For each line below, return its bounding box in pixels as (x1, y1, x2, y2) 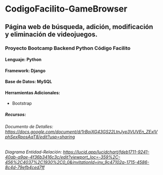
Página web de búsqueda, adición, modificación (5, 23, 153, 31)
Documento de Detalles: (5, 124, 53, 130)
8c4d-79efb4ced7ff (5, 164, 45, 170)
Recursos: (5, 112, 26, 117)
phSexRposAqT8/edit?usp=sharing (5, 134, 75, 140)
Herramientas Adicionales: (5, 89, 61, 95)
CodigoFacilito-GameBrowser (5, 3, 128, 15)
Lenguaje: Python (5, 57, 42, 62)
